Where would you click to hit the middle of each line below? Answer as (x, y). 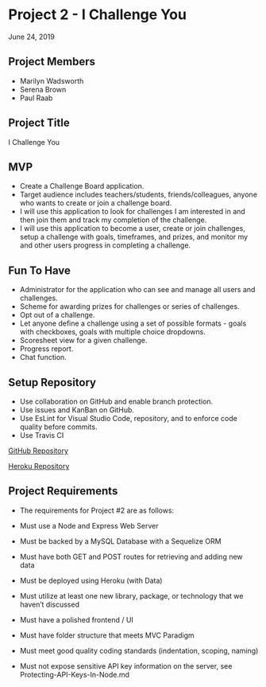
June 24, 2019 (32, 37)
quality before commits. (58, 427)
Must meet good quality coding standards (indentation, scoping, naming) (139, 650)
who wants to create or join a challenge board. (96, 203)
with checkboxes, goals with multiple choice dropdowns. (113, 332)
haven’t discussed (49, 604)
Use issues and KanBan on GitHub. (77, 410)
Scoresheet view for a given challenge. (83, 341)
